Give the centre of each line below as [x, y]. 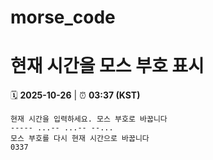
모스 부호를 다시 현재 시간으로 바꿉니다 [80, 139]
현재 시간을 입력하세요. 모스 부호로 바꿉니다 [89, 119]
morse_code [63, 17]
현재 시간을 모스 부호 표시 [107, 66]
